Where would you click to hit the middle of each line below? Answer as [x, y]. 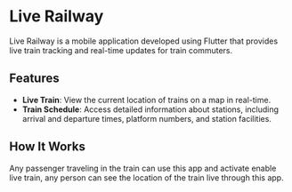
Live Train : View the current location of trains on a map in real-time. [146, 100]
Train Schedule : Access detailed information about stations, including [150, 109]
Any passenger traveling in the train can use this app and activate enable [143, 168]
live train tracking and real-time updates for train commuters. [121, 50]
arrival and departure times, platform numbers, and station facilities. [146, 118]
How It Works [48, 147]
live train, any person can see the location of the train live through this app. [146, 177]
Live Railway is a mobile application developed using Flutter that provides [144, 41]
